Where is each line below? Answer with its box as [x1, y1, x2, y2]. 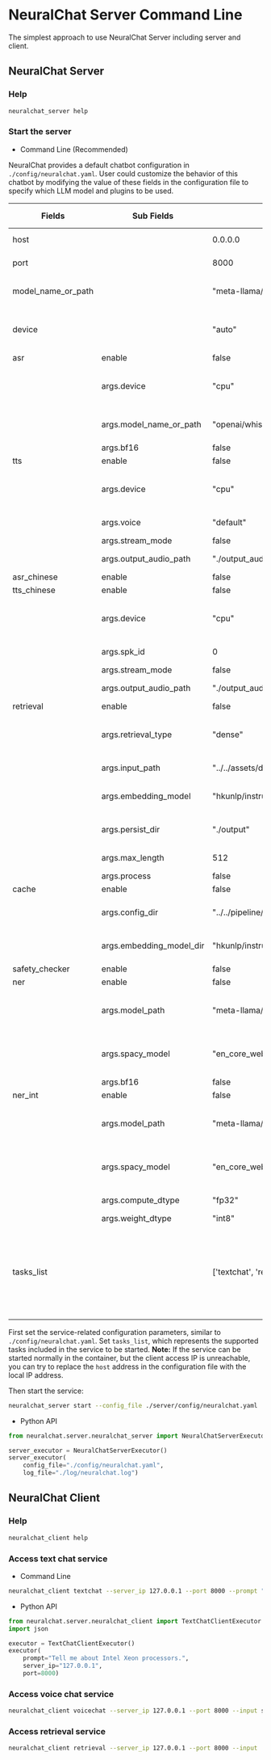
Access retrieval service [8, 1726, 106, 1737]
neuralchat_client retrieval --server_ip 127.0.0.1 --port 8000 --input [8, 1744, 258, 1753]
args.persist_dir [101, 823, 161, 835]
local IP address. [8, 1370, 64, 1379]
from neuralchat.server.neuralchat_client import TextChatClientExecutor [8, 1617, 262, 1625]
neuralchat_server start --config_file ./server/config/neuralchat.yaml [8, 1401, 258, 1409]
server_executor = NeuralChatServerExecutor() [8, 1446, 168, 1455]
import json [8, 1624, 48, 1633]
